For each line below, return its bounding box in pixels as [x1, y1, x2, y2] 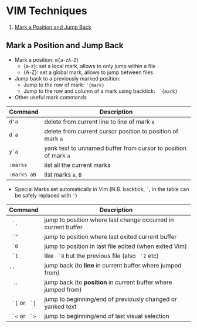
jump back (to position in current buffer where [44, 278, 172, 286]
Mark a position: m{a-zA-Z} [14, 56, 79, 63]
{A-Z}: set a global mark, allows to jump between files [23, 69, 154, 76]
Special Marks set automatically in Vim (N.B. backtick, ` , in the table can [14, 185, 189, 192]
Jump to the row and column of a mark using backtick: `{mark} [23, 87, 178, 95]
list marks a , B [44, 170, 82, 179]
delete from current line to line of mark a [44, 118, 155, 126]
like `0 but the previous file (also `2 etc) [44, 252, 159, 260]
